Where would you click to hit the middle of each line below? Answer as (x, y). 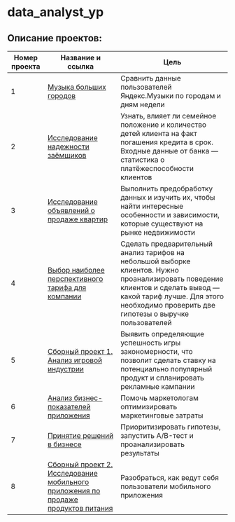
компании (65, 296)
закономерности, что (157, 351)
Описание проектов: (55, 38)
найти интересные (152, 206)
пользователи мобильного (165, 486)
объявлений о (72, 211)
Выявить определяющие (162, 334)
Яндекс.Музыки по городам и (171, 96)
